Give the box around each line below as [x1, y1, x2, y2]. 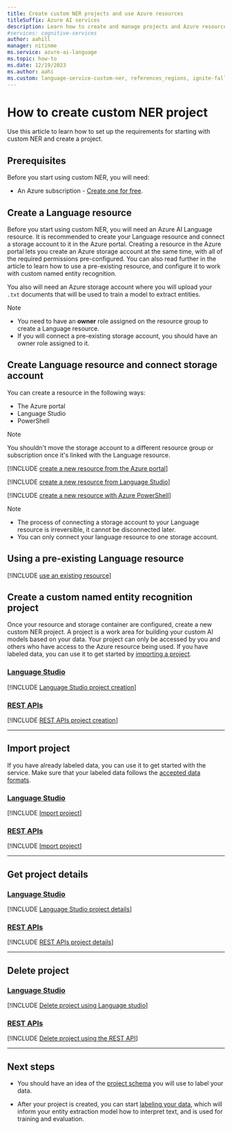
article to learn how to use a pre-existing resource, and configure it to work [7, 261, 221, 270]
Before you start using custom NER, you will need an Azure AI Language [7, 225, 213, 233]
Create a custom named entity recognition [7, 591, 193, 603]
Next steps [7, 1061, 55, 1072]
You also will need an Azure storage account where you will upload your [7, 282, 213, 291]
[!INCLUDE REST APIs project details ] [7, 938, 114, 946]
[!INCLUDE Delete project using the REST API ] [7, 1034, 138, 1043]
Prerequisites [7, 155, 66, 166]
